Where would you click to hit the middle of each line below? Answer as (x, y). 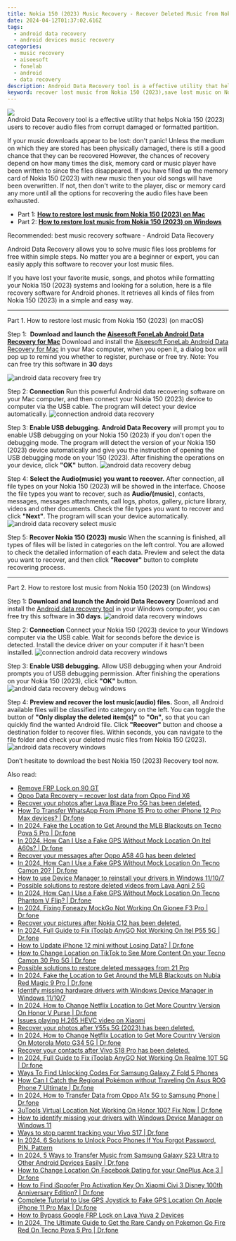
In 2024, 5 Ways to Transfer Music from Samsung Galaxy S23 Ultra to (118, 1155)
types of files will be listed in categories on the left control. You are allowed (116, 545)
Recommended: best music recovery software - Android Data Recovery (111, 236)
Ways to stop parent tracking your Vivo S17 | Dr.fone (93, 1133)
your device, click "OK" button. (53, 465)
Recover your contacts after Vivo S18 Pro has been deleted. (104, 1051)
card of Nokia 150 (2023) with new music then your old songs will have (110, 178)
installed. (20, 652)
